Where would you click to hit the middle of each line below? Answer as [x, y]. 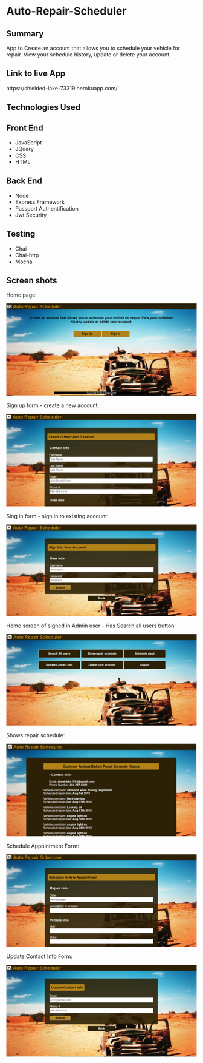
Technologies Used [43, 107]
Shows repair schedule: [36, 735]
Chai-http [27, 255]
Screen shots [32, 281]
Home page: [22, 295]
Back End [24, 181]
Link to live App [36, 74]
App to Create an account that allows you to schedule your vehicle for [93, 48]
